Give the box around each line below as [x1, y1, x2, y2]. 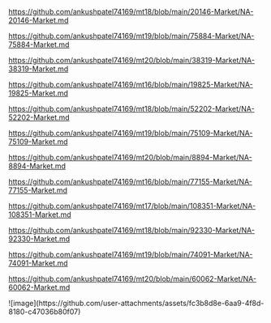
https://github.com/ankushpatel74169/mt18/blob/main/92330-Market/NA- [8, 226, 256, 235]
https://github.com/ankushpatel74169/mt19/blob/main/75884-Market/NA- [8, 32, 255, 40]
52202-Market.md [8, 113, 71, 122]
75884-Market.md [8, 40, 70, 49]
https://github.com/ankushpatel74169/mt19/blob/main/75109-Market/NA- [8, 129, 253, 138]
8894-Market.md [8, 161, 67, 171]
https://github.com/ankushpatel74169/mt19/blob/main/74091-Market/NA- [8, 250, 253, 259]
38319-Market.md [8, 64, 69, 74]
